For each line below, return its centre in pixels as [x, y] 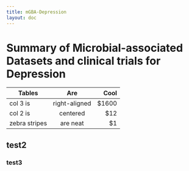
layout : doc [21, 18]
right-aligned [72, 103]
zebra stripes [28, 123]
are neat [72, 123]
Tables [28, 93]
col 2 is [20, 114]
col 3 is [20, 103]
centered [72, 114]
